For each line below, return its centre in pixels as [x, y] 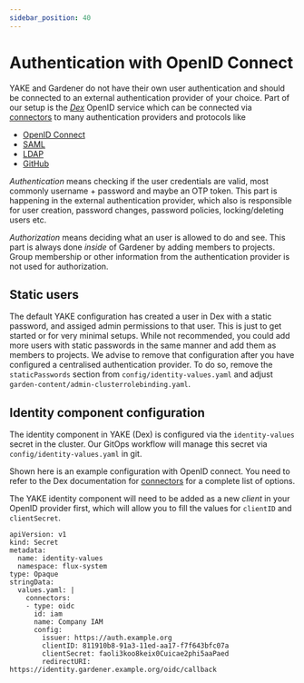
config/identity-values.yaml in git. [76, 454]
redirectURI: [67, 662]
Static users [44, 295]
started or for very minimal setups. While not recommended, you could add [150, 336]
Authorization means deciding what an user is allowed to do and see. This [147, 237]
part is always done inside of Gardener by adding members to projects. [142, 247]
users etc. [28, 220]
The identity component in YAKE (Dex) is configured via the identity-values [152, 435]
